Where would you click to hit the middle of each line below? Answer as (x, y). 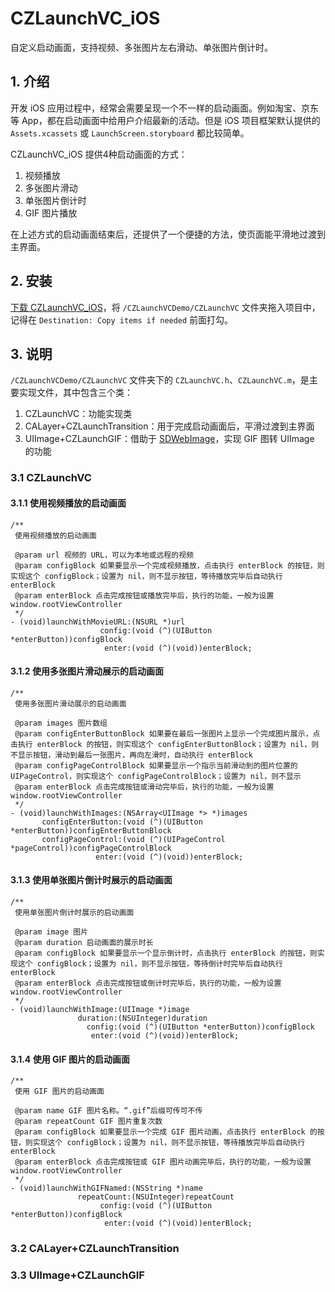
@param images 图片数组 (61, 723)
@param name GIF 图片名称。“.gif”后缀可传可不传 (108, 1111)
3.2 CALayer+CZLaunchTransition (95, 1249)
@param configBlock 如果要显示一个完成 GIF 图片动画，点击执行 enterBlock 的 (166, 1132)
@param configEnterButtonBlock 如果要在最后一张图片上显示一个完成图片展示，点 (167, 733)
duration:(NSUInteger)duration (142, 1018)
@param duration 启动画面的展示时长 (84, 942)
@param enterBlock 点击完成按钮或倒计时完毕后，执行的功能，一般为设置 (148, 983)
